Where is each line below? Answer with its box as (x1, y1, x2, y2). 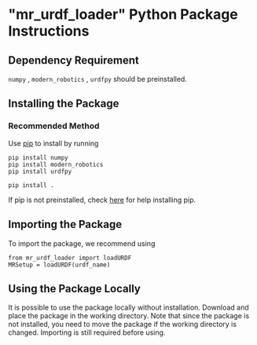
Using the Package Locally (8, 281, 141, 295)
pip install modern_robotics (8, 160, 104, 168)
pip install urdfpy (8, 167, 72, 175)
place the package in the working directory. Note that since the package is (8, 311, 250, 321)
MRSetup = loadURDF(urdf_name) (8, 261, 111, 269)
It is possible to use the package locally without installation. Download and (8, 303, 249, 312)
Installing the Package (8, 97, 119, 111)
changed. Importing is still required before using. (8, 328, 166, 337)
